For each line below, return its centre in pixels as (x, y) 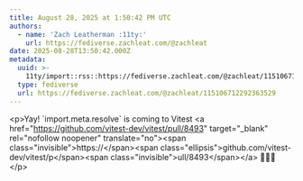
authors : (26, 26)
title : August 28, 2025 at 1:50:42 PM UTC (90, 18)
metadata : (28, 59)
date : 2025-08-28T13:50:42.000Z (70, 51)
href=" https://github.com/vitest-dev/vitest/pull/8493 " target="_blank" (139, 128)
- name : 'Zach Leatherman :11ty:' (82, 34)
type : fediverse (48, 85)
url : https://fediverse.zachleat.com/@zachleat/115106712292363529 (147, 93)
